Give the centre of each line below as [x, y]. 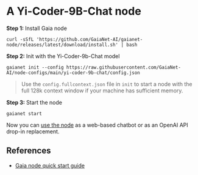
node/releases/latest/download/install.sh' [62, 45]
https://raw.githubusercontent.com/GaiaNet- [124, 67]
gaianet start [24, 114]
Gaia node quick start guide [50, 165]
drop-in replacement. [33, 131]
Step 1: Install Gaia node [37, 28]
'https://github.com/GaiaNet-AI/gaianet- [90, 39]
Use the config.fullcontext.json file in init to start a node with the [107, 84]
